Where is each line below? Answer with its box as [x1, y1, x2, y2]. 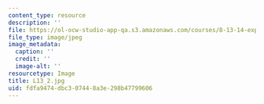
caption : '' [15, 48, 55, 56]
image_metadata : [8, 41, 61, 48]
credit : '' [15, 56, 51, 63]
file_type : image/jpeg [8, 33, 82, 41]
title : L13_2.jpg [8, 77, 65, 84]
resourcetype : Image [8, 70, 76, 77]
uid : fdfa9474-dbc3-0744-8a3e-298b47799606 [8, 84, 153, 92]
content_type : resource [8, 11, 86, 20]
